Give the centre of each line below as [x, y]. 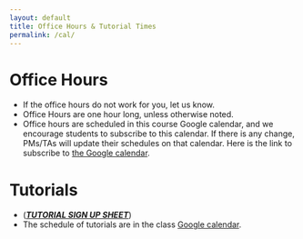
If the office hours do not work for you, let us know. [119, 105]
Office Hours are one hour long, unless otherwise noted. [128, 115]
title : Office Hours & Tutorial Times [83, 26]
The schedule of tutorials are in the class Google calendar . [132, 224]
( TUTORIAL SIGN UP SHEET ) [77, 215]
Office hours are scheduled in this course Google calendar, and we [148, 124]
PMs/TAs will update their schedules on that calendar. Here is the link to [157, 144]
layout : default [40, 18]
